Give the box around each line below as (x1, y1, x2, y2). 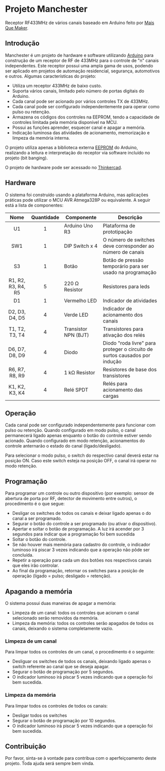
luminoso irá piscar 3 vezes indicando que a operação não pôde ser (12, 547, 150, 553)
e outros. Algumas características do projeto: (5, 73, 97, 79)
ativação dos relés (103, 331, 145, 338)
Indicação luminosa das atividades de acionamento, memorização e (12, 129, 150, 136)
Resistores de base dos (103, 366, 157, 373)
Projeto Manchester (5, 3, 88, 15)
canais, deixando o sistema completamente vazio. (12, 625, 114, 631)
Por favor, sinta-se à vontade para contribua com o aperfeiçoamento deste (5, 755, 157, 761)
